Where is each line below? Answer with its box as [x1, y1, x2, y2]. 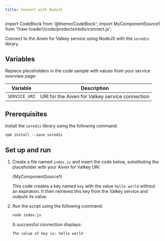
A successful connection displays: [12, 221, 82, 227]
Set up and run [5, 146, 51, 154]
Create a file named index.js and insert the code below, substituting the [12, 159, 159, 165]
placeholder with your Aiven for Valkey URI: [12, 164, 100, 170]
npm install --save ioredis [5, 132, 63, 138]
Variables [5, 55, 35, 63]
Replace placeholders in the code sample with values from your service [5, 68, 150, 74]
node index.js [12, 212, 41, 218]
